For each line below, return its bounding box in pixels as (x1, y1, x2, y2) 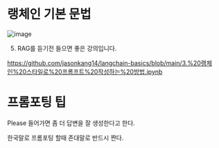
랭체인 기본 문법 (7, 6, 91, 22)
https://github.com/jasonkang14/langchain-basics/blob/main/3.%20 (7, 58, 201, 67)
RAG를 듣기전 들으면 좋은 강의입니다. (17, 44, 117, 52)
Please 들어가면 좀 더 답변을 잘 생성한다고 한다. (7, 119, 135, 127)
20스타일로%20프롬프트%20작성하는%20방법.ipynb (18, 67, 163, 76)
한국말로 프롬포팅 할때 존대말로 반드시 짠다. (7, 133, 124, 142)
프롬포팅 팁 (7, 94, 67, 110)
